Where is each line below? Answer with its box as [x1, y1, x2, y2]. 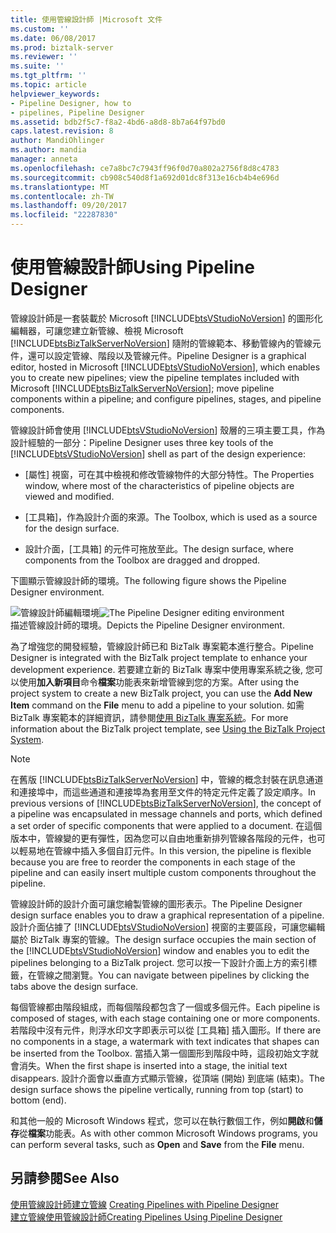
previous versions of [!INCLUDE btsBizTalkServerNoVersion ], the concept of [10, 797, 322, 809]
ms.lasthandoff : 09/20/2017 [10, 201, 128, 211]
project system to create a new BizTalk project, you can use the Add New [10, 687, 313, 699]
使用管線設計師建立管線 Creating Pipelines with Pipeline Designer [10, 1198, 279, 1210]
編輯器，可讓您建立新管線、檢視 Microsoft [10, 324, 184, 336]
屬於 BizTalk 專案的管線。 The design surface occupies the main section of [10, 933, 317, 945]
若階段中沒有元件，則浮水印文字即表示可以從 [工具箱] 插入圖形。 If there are [10, 1024, 322, 1036]
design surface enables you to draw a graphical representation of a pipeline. [10, 909, 325, 921]
